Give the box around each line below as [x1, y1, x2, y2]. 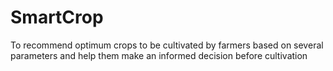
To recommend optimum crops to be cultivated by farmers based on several [10, 39, 324, 51]
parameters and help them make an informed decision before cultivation [10, 49, 308, 61]
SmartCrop [10, 6, 104, 29]
